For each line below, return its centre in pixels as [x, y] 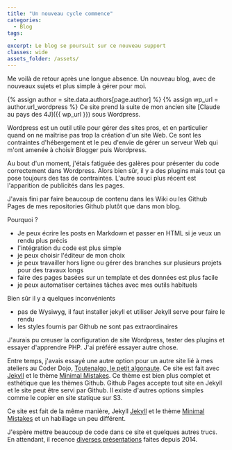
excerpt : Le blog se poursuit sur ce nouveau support [87, 46]
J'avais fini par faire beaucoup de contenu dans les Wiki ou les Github [107, 199]
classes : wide [28, 53]
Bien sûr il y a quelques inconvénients [61, 298]
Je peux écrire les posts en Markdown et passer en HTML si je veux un [119, 233]
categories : [24, 20]
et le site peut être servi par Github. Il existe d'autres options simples [105, 390]
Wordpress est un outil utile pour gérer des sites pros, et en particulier [108, 127]
